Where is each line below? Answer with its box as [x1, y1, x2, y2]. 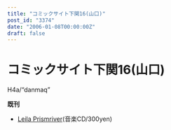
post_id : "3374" [7, 17, 55, 24]
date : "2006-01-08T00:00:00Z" [7, 23, 96, 30]
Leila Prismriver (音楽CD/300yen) [17, 115, 113, 123]
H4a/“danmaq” [7, 85, 50, 94]
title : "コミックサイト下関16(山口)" [7, 10, 106, 17]
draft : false [7, 29, 46, 37]
